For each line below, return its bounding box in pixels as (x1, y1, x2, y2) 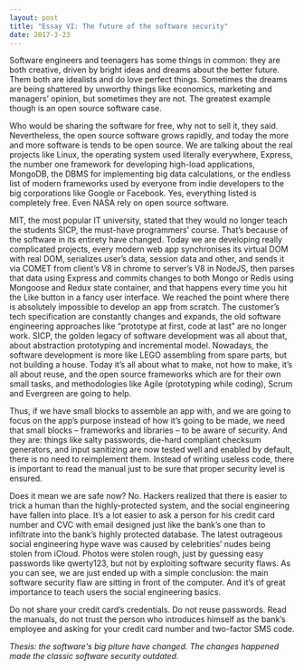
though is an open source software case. (9, 103, 162, 114)
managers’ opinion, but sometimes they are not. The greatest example (9, 93, 271, 104)
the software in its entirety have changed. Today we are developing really (9, 234, 283, 245)
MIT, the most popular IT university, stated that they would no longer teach (9, 215, 288, 226)
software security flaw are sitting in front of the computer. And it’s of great (9, 577, 287, 589)
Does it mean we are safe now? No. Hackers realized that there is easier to (9, 491, 288, 502)
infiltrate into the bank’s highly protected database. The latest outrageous (9, 529, 283, 540)
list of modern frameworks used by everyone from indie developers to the (9, 178, 285, 189)
